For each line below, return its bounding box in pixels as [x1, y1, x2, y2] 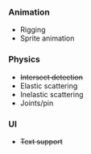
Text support [19, 136, 63, 146]
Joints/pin [19, 98, 54, 108]
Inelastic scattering [19, 89, 84, 99]
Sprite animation [19, 33, 75, 43]
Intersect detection [19, 72, 83, 82]
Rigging [19, 25, 46, 35]
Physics [8, 53, 40, 65]
